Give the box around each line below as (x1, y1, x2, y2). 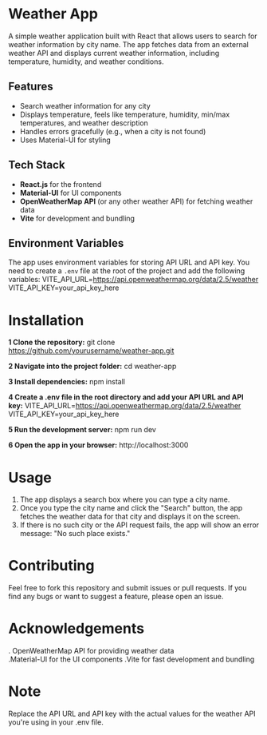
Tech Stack (8, 158, 65, 172)
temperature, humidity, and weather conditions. (8, 57, 164, 66)
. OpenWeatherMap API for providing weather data (8, 646, 175, 656)
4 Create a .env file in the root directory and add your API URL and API (8, 392, 244, 402)
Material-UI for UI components (19, 188, 122, 197)
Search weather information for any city (19, 101, 151, 110)
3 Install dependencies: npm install (8, 377, 126, 387)
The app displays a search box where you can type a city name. (19, 495, 230, 504)
